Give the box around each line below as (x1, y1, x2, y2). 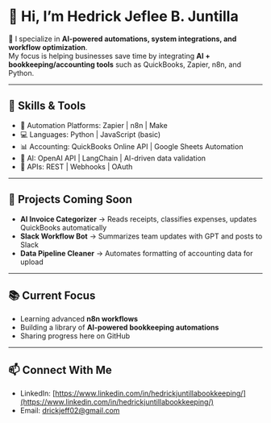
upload (19, 257, 44, 267)
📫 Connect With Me (8, 363, 113, 377)
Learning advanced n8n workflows (19, 314, 139, 324)
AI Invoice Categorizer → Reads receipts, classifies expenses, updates (19, 214, 257, 224)
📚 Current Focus (8, 288, 96, 302)
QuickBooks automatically (19, 222, 107, 232)
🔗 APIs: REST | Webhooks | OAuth (19, 161, 133, 172)
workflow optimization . (8, 42, 88, 52)
